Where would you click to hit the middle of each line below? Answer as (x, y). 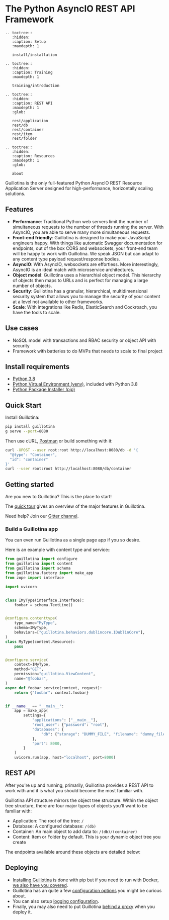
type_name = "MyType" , (36, 623)
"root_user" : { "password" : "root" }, (70, 725)
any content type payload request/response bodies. (66, 259)
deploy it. (22, 912)
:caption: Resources (33, 156)
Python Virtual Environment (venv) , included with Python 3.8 (75, 384)
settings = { (35, 715)
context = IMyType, (32, 665)
